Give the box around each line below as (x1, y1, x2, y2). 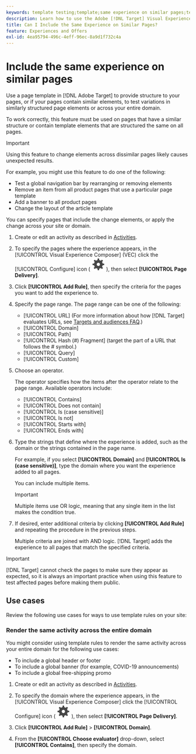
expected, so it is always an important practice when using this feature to (6, 573, 182, 580)
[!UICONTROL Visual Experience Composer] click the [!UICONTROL (14, 698, 178, 705)
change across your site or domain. (6, 223, 92, 230)
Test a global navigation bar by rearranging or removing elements (14, 180, 172, 187)
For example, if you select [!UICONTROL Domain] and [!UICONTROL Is (14, 456, 186, 463)
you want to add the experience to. (14, 289, 99, 296)
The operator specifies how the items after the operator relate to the (14, 378, 178, 385)
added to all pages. (14, 469, 61, 476)
